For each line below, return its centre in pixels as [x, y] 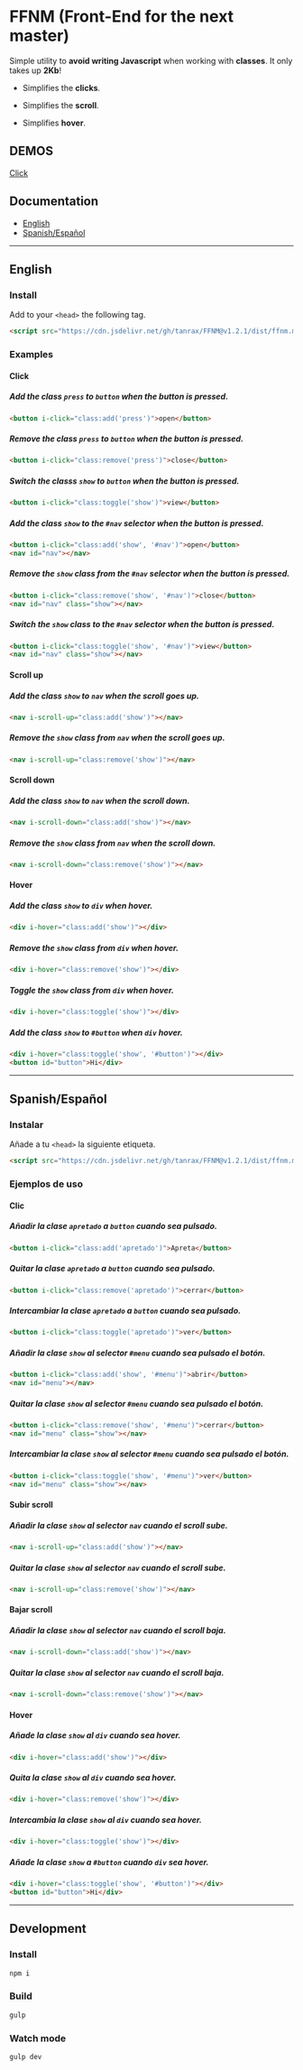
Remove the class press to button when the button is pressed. [127, 439]
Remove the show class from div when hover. [94, 947]
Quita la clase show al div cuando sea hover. [93, 1778]
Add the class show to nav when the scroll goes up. [105, 696]
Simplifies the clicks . [61, 88]
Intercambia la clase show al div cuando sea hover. [106, 1819]
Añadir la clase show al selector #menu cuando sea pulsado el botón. [138, 1353]
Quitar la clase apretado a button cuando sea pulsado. [112, 1269]
